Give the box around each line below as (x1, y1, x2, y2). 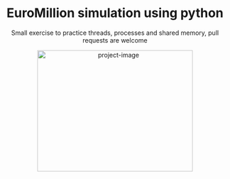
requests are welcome (82, 36, 148, 44)
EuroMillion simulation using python (6, 5, 224, 21)
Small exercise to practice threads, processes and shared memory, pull (11, 28, 219, 37)
